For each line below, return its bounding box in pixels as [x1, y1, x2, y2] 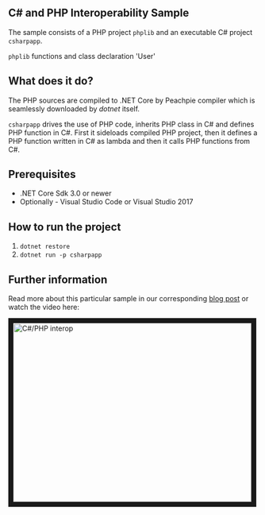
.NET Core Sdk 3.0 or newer [19, 188, 112, 198]
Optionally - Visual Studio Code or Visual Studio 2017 [19, 197, 194, 207]
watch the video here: [8, 302, 79, 312]
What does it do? [8, 75, 94, 88]
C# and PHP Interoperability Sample [8, 6, 190, 20]
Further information [8, 273, 108, 286]
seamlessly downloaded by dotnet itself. [8, 103, 140, 114]
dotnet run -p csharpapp [19, 251, 102, 259]
